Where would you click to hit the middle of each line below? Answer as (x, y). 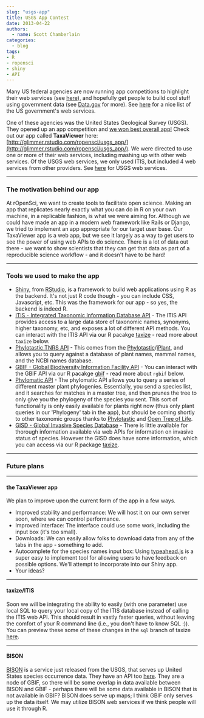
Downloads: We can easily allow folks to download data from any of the (104, 538)
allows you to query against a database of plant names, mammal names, (105, 354)
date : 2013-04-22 (28, 23)
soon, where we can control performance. (68, 519)
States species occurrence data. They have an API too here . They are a (95, 676)
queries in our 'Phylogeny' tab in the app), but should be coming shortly (105, 412)
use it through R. (27, 708)
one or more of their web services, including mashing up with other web (97, 155)
